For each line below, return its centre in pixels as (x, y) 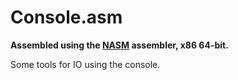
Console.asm (66, 17)
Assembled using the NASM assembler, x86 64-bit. (119, 45)
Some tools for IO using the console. (85, 64)
